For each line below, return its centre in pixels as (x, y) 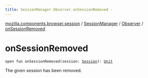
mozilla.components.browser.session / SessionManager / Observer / (74, 23)
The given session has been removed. (44, 70)
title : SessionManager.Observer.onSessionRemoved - (59, 10)
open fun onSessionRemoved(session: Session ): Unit (59, 61)
